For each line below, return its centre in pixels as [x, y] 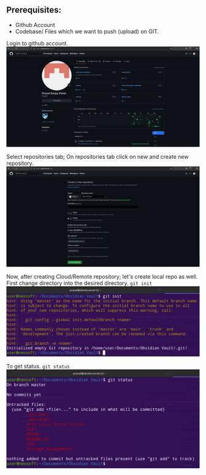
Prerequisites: [34, 10]
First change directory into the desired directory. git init [79, 283]
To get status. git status [38, 366]
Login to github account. [37, 43]
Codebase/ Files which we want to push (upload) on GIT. [87, 31]
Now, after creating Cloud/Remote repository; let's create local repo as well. [102, 277]
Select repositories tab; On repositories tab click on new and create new [97, 157]
